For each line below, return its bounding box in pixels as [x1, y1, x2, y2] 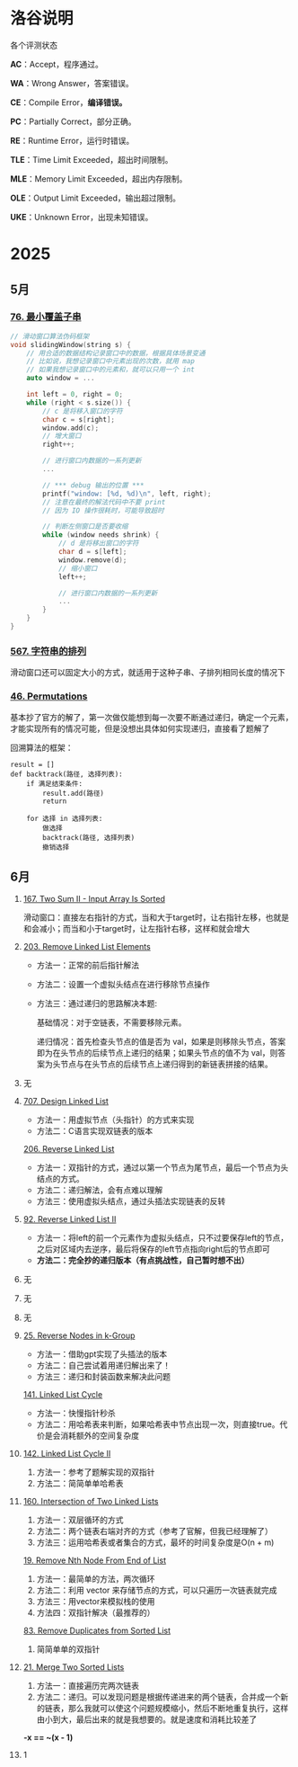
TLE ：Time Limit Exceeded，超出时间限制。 [10, 154, 173, 165]
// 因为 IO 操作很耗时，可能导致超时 [42, 505, 164, 515]
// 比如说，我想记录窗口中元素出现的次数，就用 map [26, 357, 196, 366]
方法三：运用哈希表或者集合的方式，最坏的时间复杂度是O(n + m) [36, 1537, 275, 1548]
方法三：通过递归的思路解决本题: [36, 998, 158, 1009]
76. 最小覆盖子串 [10, 311, 82, 324]
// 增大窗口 [42, 432, 82, 441]
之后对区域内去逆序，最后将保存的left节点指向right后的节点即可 [36, 1244, 270, 1254]
